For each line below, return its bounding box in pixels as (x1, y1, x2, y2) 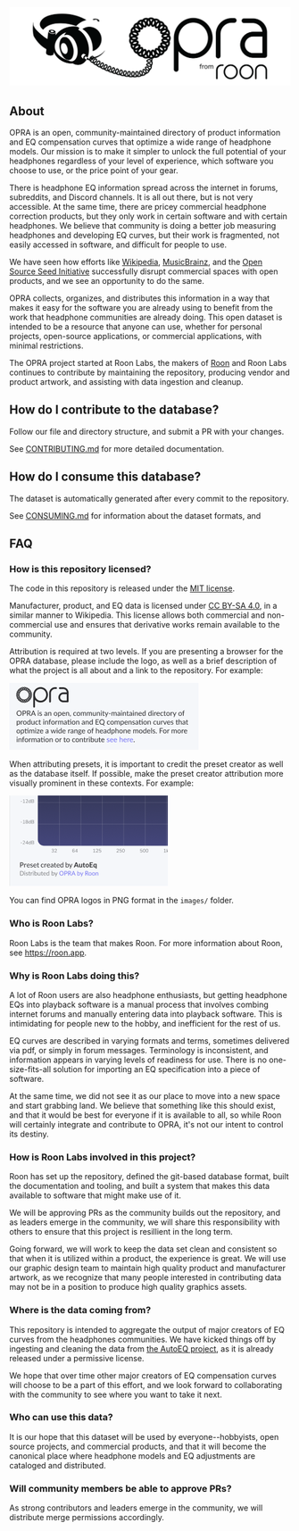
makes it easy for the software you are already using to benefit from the (9, 303, 274, 313)
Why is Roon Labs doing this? (9, 969, 140, 982)
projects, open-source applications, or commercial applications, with (9, 331, 262, 342)
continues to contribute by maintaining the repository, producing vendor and (9, 367, 290, 378)
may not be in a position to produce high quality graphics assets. (9, 1282, 247, 1293)
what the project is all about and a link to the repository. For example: (9, 665, 263, 676)
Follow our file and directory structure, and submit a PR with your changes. (9, 426, 285, 437)
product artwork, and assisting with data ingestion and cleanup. (9, 377, 244, 387)
